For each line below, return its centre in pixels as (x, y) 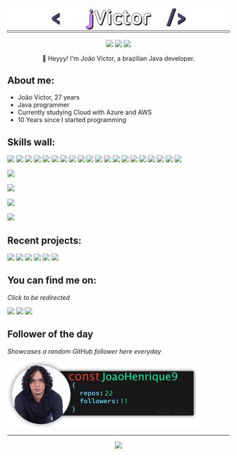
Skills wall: (31, 142)
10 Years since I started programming (72, 120)
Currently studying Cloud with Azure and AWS (85, 112)
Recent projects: (44, 240)
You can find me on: (52, 281)
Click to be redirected (39, 297)
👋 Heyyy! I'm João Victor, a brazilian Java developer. (119, 58)
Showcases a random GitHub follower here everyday (84, 351)
